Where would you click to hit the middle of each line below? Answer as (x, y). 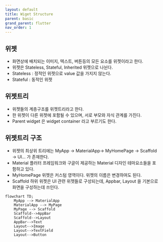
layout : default (21, 9)
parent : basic (19, 19)
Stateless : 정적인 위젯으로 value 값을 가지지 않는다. (62, 73)
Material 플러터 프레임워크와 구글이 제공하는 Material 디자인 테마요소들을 (81, 163)
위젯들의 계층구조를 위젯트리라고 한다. (48, 109)
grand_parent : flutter (28, 23)
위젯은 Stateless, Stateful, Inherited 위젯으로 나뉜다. (63, 67)
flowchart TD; (19, 196)
